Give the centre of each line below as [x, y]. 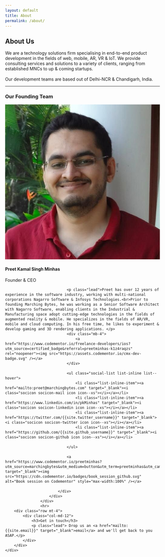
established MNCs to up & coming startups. [49, 69]
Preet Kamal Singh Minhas [33, 269]
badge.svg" [16, 358]
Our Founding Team [29, 97]
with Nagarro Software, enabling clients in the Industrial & [70, 309]
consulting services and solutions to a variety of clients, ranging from [75, 63]
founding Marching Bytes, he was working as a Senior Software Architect [82, 304]
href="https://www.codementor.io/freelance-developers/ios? [68, 344]
